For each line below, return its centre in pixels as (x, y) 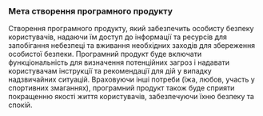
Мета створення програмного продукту (91, 11)
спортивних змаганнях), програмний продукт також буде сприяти (122, 88)
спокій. (20, 105)
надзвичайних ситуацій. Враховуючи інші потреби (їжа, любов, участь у (132, 80)
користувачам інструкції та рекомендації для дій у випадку (110, 71)
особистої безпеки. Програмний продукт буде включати (105, 54)
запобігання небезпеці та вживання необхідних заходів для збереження (132, 46)
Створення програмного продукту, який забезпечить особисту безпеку (131, 29)
